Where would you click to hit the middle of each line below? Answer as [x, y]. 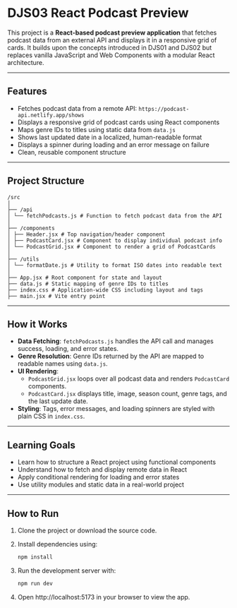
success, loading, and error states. [68, 349]
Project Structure [46, 181]
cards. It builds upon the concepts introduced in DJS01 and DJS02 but [110, 47]
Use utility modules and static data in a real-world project [101, 484]
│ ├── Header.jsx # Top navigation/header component [86, 234]
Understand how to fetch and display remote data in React [102, 470]
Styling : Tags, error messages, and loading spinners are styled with [116, 409]
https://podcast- [164, 109]
